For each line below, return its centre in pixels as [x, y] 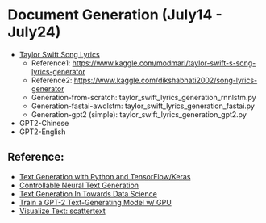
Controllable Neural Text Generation [79, 185]
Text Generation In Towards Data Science [88, 194]
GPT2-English [42, 132]
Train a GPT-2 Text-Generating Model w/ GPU [96, 202]
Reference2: [52, 80]
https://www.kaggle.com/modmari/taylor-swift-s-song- [164, 63]
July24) [34, 32]
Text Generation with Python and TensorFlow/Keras [105, 176]
